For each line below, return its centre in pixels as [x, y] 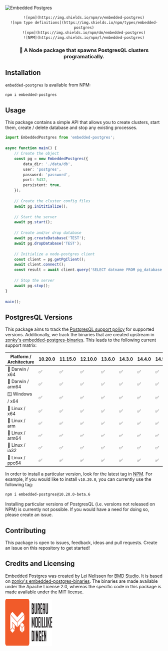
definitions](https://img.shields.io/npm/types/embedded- [96, 23]
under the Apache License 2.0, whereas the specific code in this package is [83, 586]
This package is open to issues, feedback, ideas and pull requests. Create [81, 543]
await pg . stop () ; [32, 286]
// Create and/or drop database [48, 233]
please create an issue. [29, 515]
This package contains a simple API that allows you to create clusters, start [82, 122]
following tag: [19, 485]
